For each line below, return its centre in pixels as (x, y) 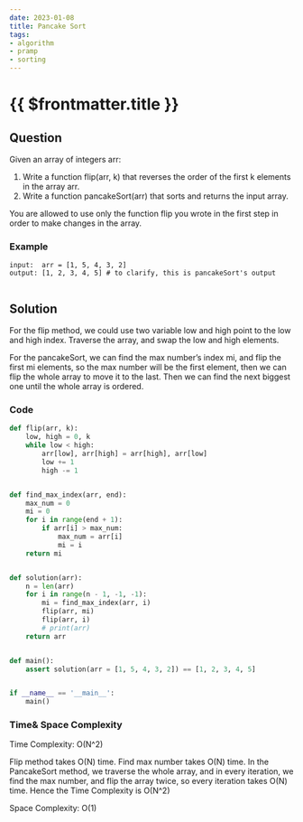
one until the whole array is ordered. (77, 387)
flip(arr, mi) (68, 612)
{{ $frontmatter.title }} (94, 104)
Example (29, 247)
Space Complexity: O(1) (53, 808)
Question (36, 138)
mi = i (70, 545)
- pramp (24, 51)
